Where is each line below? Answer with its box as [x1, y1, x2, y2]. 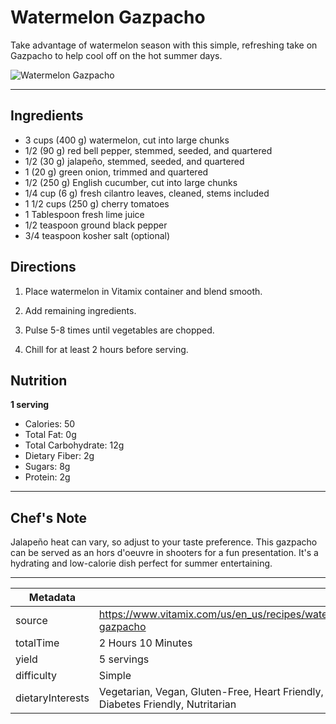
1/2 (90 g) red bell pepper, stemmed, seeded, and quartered [24, 144, 273, 156]
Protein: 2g [24, 471, 71, 483]
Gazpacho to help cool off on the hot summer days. [10, 49, 223, 61]
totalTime [15, 636, 60, 650]
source [15, 614, 48, 628]
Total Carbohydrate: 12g [24, 439, 125, 451]
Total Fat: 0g [24, 429, 77, 441]
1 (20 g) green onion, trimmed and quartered [24, 166, 209, 178]
